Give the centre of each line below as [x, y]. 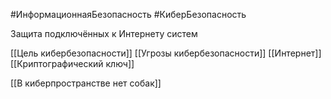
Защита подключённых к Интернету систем [104, 33]
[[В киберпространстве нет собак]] [86, 83]
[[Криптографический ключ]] [72, 63]
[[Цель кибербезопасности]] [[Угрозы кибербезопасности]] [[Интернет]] [166, 53]
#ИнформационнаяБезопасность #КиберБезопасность [128, 14]
